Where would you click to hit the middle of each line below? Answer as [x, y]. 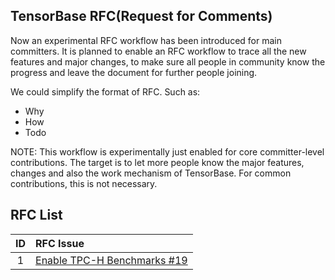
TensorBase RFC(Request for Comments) [141, 16]
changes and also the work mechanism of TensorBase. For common [151, 173]
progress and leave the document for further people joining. [134, 72]
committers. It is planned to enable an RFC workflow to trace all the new [158, 51]
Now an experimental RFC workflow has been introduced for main [146, 40]
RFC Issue [60, 243]
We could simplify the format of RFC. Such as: [105, 91]
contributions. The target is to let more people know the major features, [157, 162]
